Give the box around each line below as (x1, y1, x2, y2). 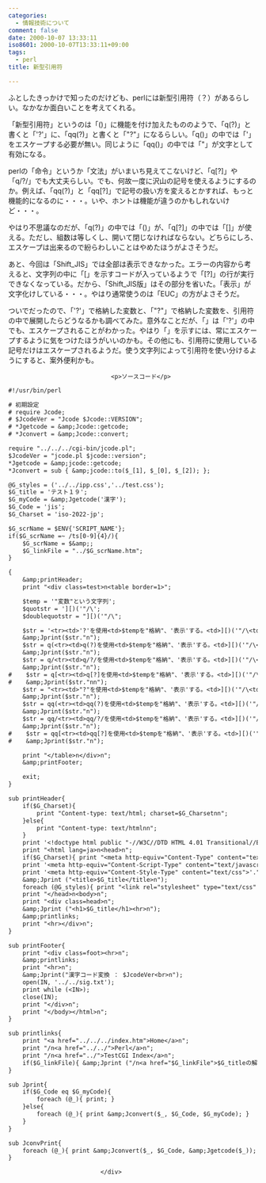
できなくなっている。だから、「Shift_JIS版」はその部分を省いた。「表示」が (8, 279, 252, 288)
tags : (8, 48, 26, 56)
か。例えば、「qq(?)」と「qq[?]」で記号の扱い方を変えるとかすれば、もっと (8, 185, 254, 195)
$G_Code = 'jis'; (8, 503, 66, 511)
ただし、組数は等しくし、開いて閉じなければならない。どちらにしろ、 (28, 232, 258, 242)
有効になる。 (8, 149, 50, 158)
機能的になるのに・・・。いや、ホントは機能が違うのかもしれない (8, 196, 223, 205)
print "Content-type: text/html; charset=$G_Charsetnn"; (36, 809, 228, 817)
